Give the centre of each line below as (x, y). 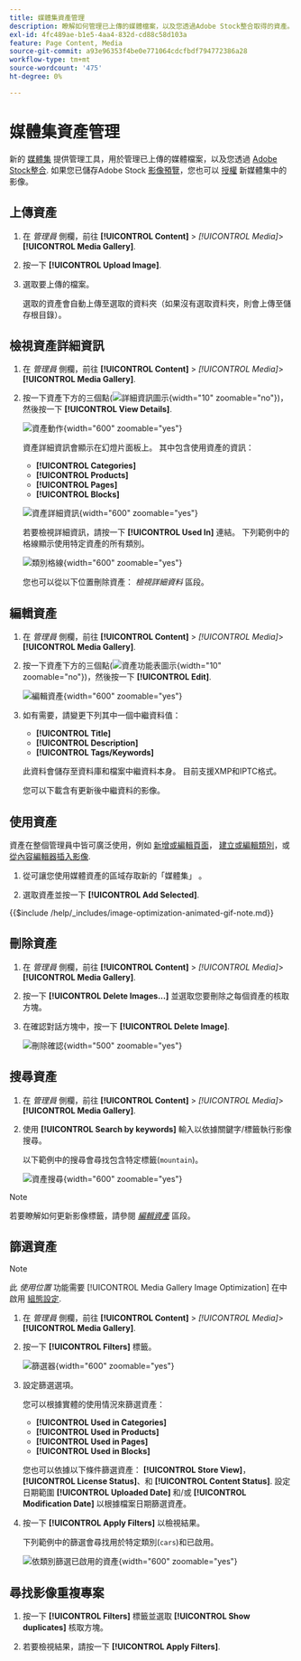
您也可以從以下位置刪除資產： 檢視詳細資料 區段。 (115, 582)
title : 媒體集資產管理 (47, 18)
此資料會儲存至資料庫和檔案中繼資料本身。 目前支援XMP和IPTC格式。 (152, 771)
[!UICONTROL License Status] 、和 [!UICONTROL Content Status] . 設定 (156, 1481)
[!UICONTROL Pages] (77, 485)
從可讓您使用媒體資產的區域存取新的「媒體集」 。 (114, 875)
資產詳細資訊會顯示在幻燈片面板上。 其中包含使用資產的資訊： (138, 447)
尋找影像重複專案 (57, 1593)
